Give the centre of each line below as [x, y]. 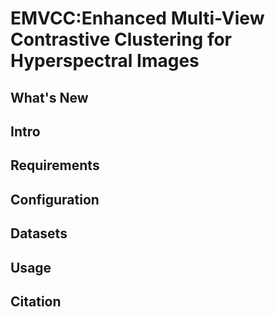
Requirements [55, 165]
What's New [49, 97]
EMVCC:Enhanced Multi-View [137, 18]
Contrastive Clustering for [121, 39]
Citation [36, 301]
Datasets [39, 233]
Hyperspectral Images [105, 61]
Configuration [55, 199]
